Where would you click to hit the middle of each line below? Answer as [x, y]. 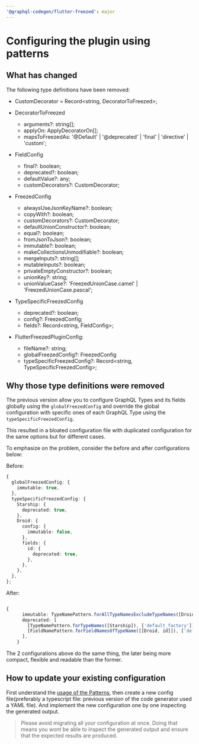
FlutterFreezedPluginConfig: [49, 337]
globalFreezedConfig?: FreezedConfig [70, 355]
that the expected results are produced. [69, 735]
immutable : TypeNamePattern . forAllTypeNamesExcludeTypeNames [99, 614]
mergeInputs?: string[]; [52, 258]
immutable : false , [50, 532]
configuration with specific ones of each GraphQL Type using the [86, 413]
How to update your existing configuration [86, 678]
